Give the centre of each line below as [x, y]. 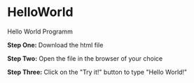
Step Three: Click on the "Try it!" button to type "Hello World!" [97, 72]
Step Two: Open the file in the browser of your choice [85, 58]
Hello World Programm [40, 31]
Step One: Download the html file [55, 45]
